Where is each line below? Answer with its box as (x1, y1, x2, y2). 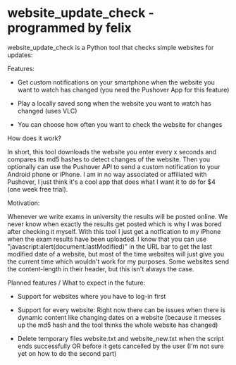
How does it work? (7, 134, 62, 142)
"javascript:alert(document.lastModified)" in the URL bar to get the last (7, 242, 213, 251)
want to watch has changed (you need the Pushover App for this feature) (17, 85, 230, 94)
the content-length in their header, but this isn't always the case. (7, 264, 195, 273)
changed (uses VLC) (17, 106, 77, 115)
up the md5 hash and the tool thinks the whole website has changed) (17, 321, 218, 329)
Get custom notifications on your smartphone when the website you (17, 78, 215, 86)
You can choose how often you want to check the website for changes (17, 120, 223, 128)
